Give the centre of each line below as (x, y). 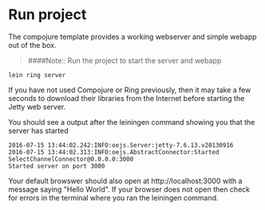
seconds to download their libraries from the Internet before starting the (127, 98)
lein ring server (37, 75)
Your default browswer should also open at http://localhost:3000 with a (125, 181)
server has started (39, 130)
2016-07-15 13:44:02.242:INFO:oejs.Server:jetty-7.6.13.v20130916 (121, 145)
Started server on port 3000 (57, 166)
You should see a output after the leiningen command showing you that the (132, 122)
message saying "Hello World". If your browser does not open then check (129, 189)
